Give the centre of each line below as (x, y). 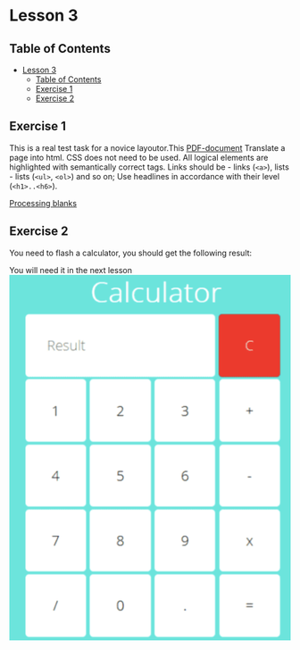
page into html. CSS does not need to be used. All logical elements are (139, 157)
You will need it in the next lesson (71, 270)
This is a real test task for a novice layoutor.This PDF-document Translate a (147, 147)
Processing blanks (43, 203)
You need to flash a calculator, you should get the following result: (131, 253)
